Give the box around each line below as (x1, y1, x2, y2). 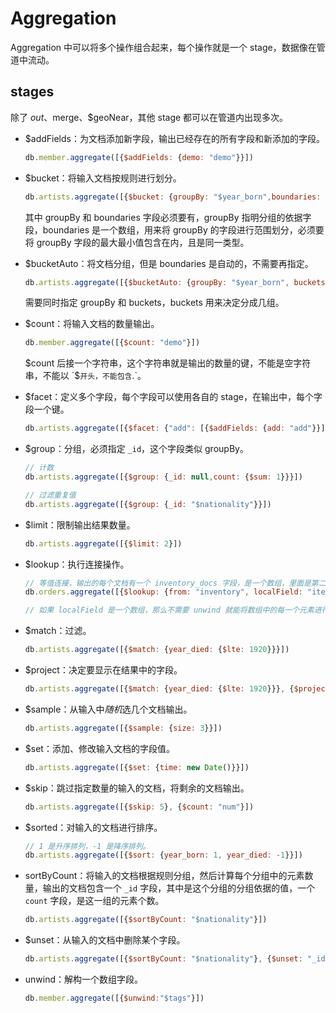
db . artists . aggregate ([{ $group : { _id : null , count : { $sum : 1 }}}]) (24, 472, 303, 482)
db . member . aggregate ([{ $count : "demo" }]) (24, 338, 201, 348)
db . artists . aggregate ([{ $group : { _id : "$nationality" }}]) (24, 499, 272, 509)
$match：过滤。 (24, 625, 92, 637)
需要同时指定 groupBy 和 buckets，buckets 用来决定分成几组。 (24, 297, 285, 309)
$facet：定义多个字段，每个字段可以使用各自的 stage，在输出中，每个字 (24, 391, 323, 403)
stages (10, 83, 55, 101)
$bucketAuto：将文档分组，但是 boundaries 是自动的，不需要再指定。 (24, 257, 314, 269)
